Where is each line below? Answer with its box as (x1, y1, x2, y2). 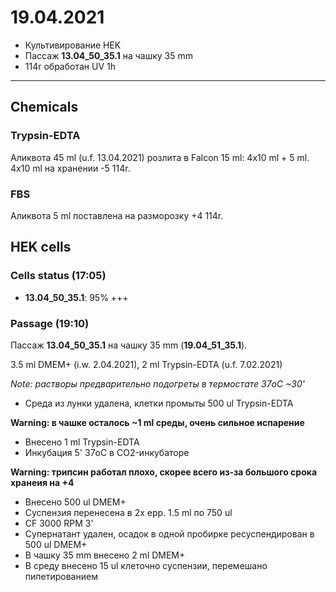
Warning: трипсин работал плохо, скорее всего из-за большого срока (10, 466, 318, 478)
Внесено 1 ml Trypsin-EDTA (24, 436, 140, 448)
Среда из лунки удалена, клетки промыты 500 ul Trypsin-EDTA (24, 397, 294, 409)
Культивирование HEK (24, 39, 122, 51)
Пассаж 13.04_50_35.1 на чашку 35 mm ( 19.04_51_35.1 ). (10, 339, 248, 351)
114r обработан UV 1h (24, 60, 116, 72)
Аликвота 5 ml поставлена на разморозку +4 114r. (10, 209, 224, 221)
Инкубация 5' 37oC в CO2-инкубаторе (24, 446, 190, 458)
